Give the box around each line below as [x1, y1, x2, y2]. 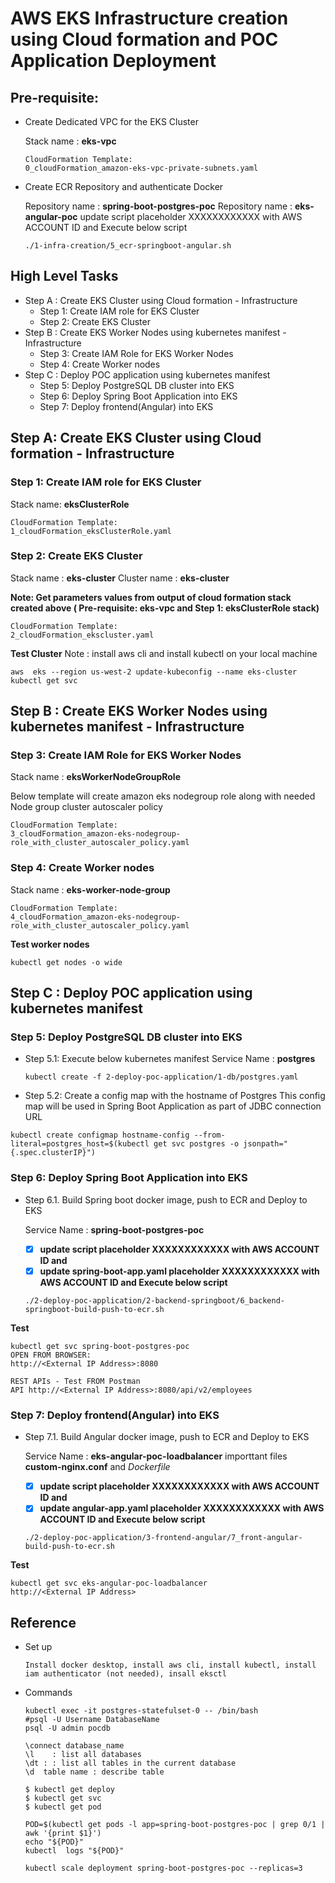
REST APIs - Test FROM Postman [10, 1376, 141, 1386]
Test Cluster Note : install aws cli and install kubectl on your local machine [10, 647, 318, 659]
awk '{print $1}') [24, 1828, 102, 1839]
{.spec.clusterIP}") [10, 1148, 97, 1158]
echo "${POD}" [24, 1837, 84, 1847]
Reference [10, 1614, 77, 1631]
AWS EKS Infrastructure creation [10, 7, 289, 30]
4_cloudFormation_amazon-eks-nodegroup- [10, 912, 182, 922]
